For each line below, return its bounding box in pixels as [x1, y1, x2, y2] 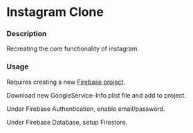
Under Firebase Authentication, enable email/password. [6, 105, 165, 113]
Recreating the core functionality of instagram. [6, 44, 140, 53]
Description [6, 29, 47, 39]
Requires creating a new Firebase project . [6, 78, 126, 86]
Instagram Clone [6, 4, 104, 20]
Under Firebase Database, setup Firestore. [6, 118, 128, 126]
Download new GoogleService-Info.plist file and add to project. [6, 91, 186, 99]
